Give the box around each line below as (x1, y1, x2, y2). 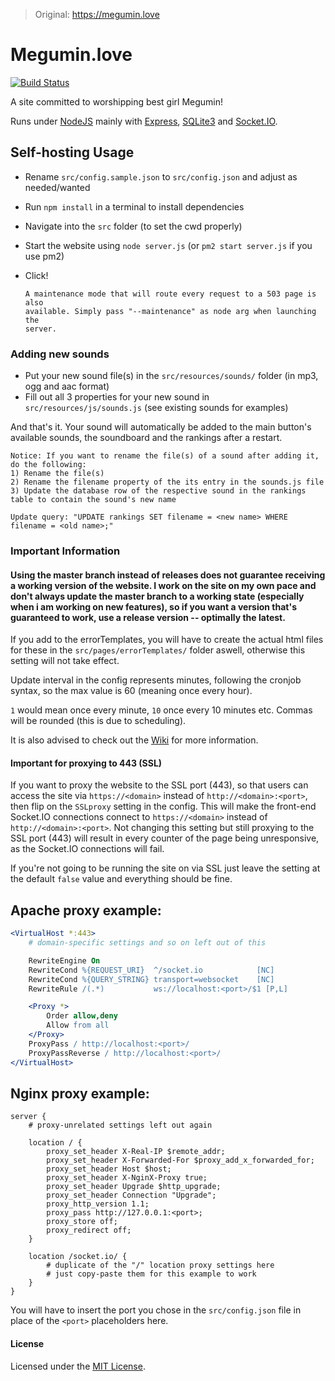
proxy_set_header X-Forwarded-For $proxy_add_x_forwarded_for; (46, 1155, 315, 1166)
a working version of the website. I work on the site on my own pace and (10, 579, 317, 591)
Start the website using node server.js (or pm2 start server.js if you (24, 239, 313, 251)
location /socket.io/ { (28, 1252, 128, 1262)
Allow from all (46, 1020, 110, 1031)
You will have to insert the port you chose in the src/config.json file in (10, 1304, 302, 1316)
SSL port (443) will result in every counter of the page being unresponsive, (10, 832, 320, 844)
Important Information (10, 544, 121, 558)
